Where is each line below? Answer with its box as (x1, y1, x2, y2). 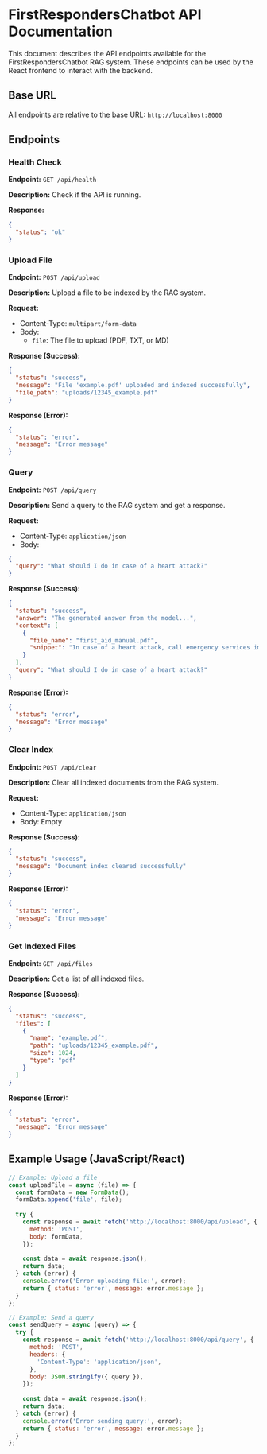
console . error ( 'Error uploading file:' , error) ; (22, 1278, 187, 1285)
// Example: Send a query (8, 1313, 94, 1321)
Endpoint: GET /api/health (8, 175, 97, 184)
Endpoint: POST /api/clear (8, 762, 97, 772)
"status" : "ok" (15, 228, 66, 236)
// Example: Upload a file (8, 1173, 98, 1181)
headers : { (29, 1350, 66, 1359)
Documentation (8, 22, 114, 41)
